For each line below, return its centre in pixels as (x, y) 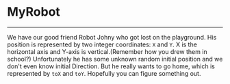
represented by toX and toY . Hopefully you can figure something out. (104, 73)
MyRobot (34, 12)
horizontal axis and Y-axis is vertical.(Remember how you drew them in (107, 51)
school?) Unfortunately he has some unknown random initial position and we (115, 59)
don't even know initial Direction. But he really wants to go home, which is (111, 66)
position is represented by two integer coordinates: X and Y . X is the (102, 44)
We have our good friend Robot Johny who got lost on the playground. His (112, 37)
